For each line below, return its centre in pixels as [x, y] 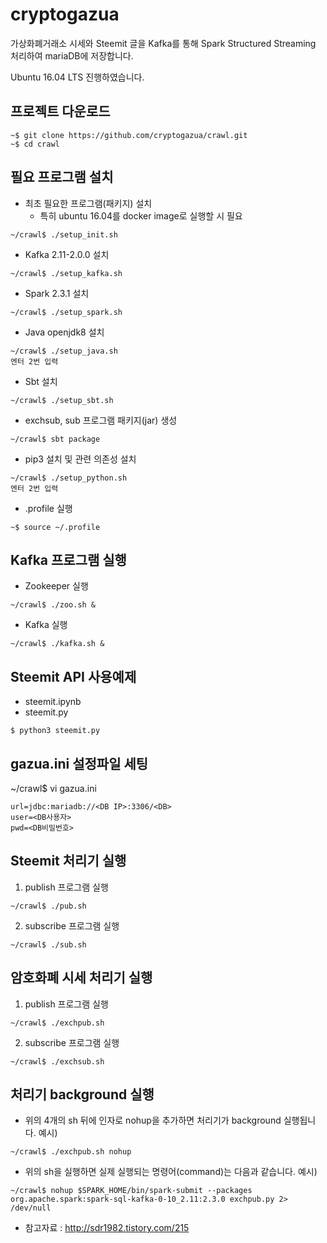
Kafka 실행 [46, 625]
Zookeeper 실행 [56, 586]
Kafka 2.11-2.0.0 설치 [67, 254]
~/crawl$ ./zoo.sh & [53, 605]
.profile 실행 [48, 508]
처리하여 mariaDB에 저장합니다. [72, 55]
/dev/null [31, 1208]
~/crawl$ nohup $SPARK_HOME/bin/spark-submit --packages [131, 1191]
